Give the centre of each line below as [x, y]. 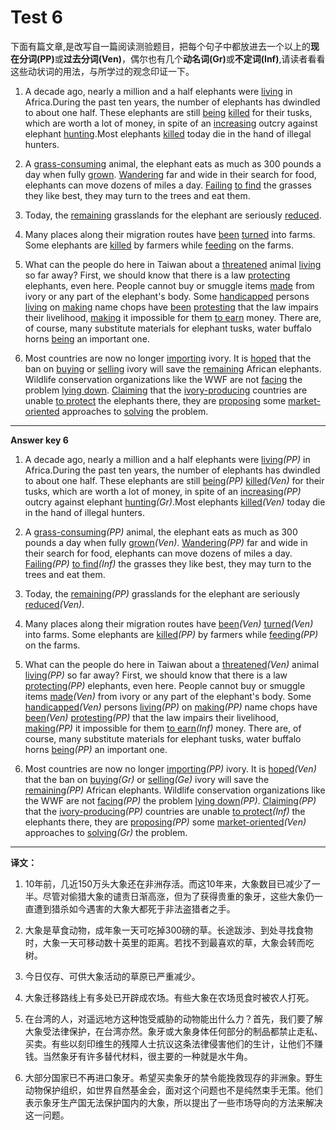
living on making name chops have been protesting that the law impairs [171, 307]
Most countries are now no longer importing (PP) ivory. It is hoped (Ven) [170, 768]
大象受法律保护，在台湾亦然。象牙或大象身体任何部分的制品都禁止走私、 [173, 1031]
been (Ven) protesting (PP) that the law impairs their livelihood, [151, 717]
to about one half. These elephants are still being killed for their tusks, [168, 112]
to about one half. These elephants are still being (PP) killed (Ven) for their [174, 480]
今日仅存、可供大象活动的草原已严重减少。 [112, 976]
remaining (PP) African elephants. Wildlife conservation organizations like [175, 790]
